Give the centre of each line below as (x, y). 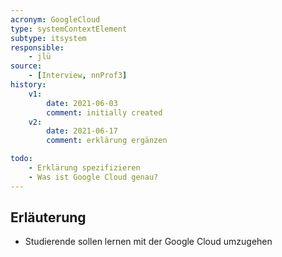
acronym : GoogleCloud (55, 19)
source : (26, 66)
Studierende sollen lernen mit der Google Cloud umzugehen (148, 242)
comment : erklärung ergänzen (107, 141)
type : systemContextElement (69, 29)
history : (28, 85)
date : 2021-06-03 (82, 103)
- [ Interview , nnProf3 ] (78, 76)
